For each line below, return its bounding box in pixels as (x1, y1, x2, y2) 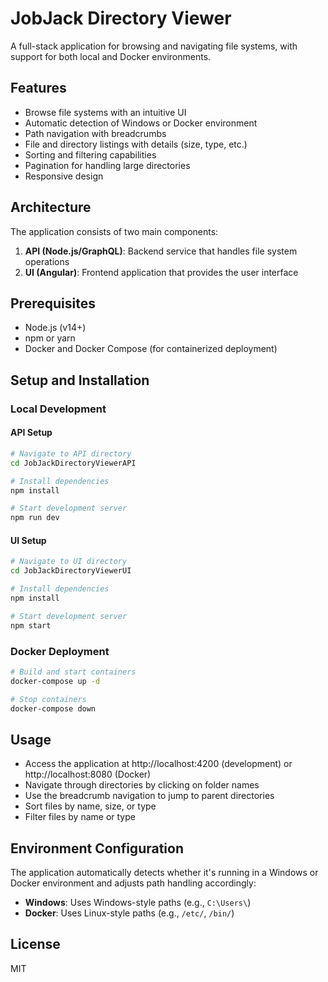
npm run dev (10, 513, 60, 523)
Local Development (10, 402, 107, 416)
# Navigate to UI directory (10, 557, 128, 567)
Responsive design (24, 170, 104, 182)
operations (24, 255, 70, 267)
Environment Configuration (10, 840, 184, 857)
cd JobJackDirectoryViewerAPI (10, 458, 137, 468)
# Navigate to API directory (10, 448, 132, 459)
